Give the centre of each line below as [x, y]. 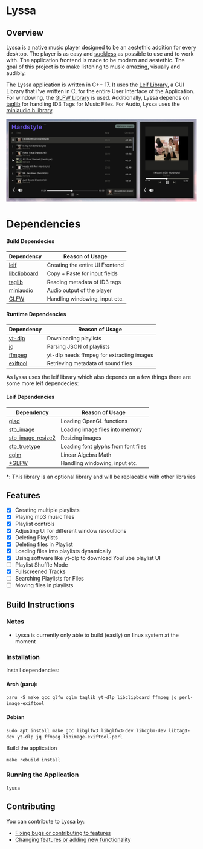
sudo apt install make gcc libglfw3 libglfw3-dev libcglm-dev [86, 730]
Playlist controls [35, 524]
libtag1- [179, 730]
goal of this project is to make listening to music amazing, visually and [93, 67]
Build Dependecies [31, 241]
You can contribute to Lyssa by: [46, 821]
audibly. [16, 73]
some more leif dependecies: [43, 383]
